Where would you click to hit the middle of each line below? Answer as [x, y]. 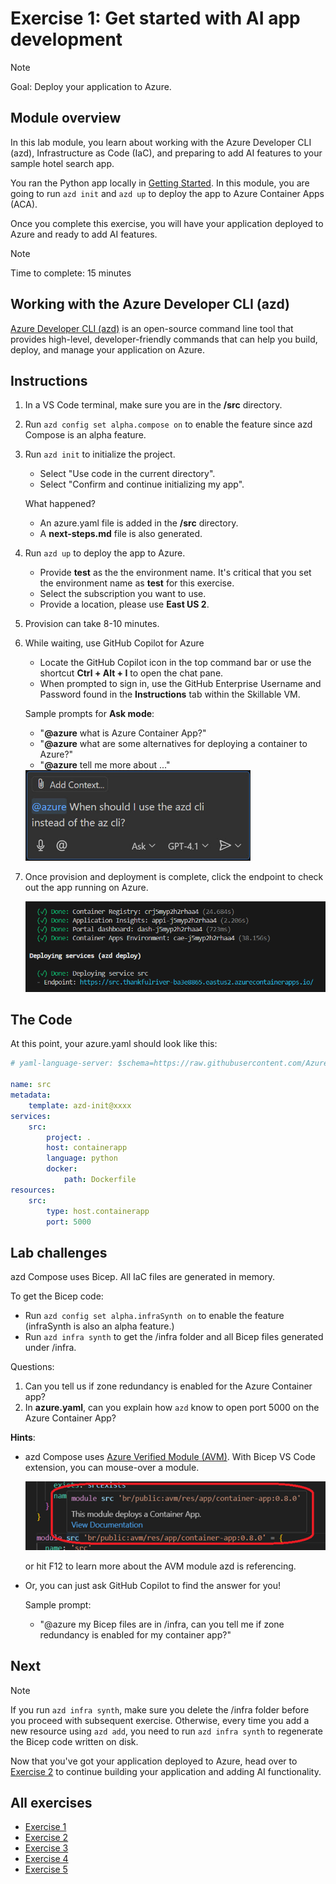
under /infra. [50, 1348]
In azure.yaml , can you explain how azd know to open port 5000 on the [172, 1408]
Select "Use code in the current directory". [127, 474]
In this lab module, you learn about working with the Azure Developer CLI [161, 142]
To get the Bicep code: [57, 1296]
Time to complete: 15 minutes [71, 273]
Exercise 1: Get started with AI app [155, 18]
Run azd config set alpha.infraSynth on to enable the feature [154, 1316]
